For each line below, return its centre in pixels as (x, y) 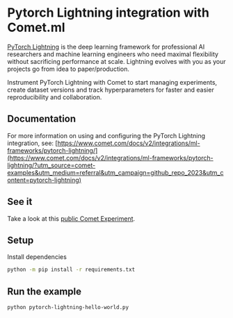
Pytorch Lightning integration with (109, 13)
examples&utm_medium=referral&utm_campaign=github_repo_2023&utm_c (115, 172)
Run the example (45, 291)
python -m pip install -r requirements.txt (71, 270)
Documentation (42, 119)
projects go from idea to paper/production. (69, 69)
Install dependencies (37, 257)
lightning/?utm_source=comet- (51, 165)
